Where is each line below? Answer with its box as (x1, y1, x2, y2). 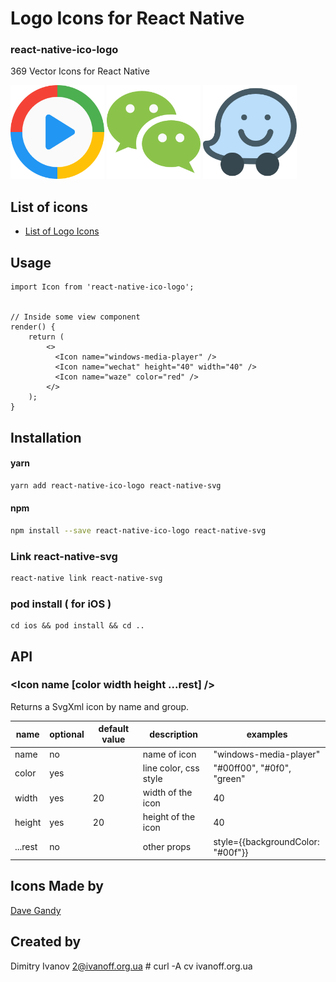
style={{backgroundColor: (213, 835, 320, 847)
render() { (10, 322, 56, 332)
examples (246, 728, 288, 740)
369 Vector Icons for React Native (10, 65, 150, 77)
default (98, 723, 130, 735)
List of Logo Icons (24, 225, 100, 237)
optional (49, 728, 85, 740)
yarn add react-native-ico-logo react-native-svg (10, 480, 222, 491)
